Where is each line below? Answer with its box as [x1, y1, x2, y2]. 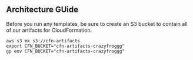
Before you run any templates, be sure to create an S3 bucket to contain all [6, 20, 188, 27]
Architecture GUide [6, 5, 79, 15]
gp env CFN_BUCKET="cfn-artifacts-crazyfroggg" [6, 48, 125, 54]
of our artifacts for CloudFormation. [6, 26, 92, 34]
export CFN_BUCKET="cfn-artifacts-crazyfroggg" [6, 43, 125, 49]
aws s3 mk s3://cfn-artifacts [6, 38, 81, 44]
